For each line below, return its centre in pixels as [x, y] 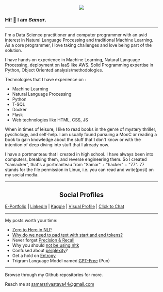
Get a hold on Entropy [34, 256]
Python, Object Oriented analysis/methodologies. [54, 70]
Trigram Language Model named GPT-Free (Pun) [61, 261]
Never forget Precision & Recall [43, 240]
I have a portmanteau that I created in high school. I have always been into [79, 154]
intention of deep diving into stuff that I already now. [57, 145]
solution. [14, 51]
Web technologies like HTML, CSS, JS [50, 120]
